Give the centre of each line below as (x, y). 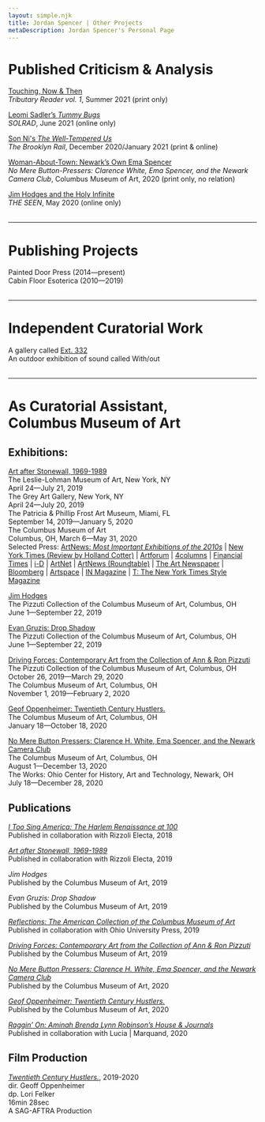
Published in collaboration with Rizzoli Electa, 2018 (90, 835)
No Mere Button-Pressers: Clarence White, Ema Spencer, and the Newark (128, 171)
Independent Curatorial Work (106, 328)
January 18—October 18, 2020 (58, 726)
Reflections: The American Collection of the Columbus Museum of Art (121, 922)
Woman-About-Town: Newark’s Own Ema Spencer (90, 162)
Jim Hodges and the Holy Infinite (62, 194)
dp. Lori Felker (32, 1094)
